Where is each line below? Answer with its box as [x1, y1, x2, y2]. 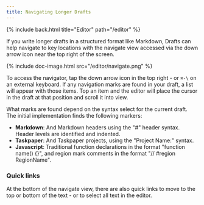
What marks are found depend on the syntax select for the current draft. [6, 105, 188, 113]
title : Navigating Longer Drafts [6, 9, 91, 15]
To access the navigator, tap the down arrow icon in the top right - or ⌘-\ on [6, 74, 197, 81]
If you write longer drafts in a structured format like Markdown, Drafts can [6, 37, 191, 45]
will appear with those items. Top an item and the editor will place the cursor [6, 87, 198, 95]
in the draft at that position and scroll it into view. [6, 93, 128, 101]
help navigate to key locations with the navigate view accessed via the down [6, 44, 199, 51]
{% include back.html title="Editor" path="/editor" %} [6, 26, 141, 33]
